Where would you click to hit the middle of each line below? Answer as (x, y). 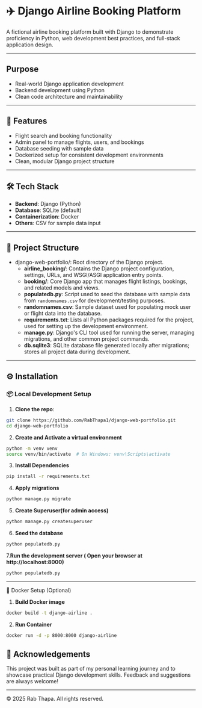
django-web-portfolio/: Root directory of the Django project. (89, 262)
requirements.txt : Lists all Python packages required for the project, (109, 320)
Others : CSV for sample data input (58, 223)
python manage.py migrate (38, 499)
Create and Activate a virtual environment (68, 437)
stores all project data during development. (77, 352)
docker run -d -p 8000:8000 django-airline (62, 635)
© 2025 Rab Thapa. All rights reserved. (55, 699)
